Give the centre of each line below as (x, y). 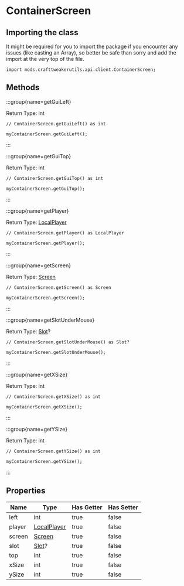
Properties (26, 491)
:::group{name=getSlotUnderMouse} (50, 320)
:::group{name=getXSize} (37, 374)
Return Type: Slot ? (28, 331)
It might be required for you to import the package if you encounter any (92, 46)
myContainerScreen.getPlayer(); (45, 243)
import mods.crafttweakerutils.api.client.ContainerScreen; (81, 70)
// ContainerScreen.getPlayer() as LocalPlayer (65, 233)
